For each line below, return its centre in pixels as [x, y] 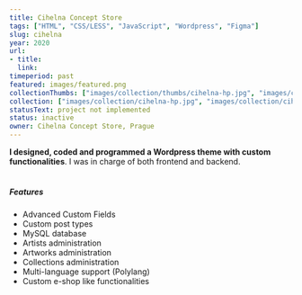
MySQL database [54, 233]
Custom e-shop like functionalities [86, 281]
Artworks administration [67, 252]
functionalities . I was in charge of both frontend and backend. [125, 161]
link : [28, 68]
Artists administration [62, 243]
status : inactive [42, 118]
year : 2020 [30, 43]
